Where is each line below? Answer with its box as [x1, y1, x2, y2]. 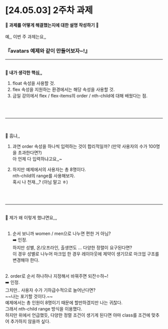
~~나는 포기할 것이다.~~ [5, 293, 53, 299]
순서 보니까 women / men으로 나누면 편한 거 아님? [12, 230, 111, 236]
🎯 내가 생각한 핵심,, [5, 69, 42, 75]
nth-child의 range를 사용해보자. [12, 173, 75, 179]
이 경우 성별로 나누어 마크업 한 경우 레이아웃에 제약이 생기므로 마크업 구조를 [12, 251, 159, 257]
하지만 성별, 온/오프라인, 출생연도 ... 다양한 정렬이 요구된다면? [12, 244, 132, 250]
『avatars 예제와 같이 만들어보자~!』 [5, 47, 90, 54]
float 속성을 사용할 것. [12, 80, 55, 86]
